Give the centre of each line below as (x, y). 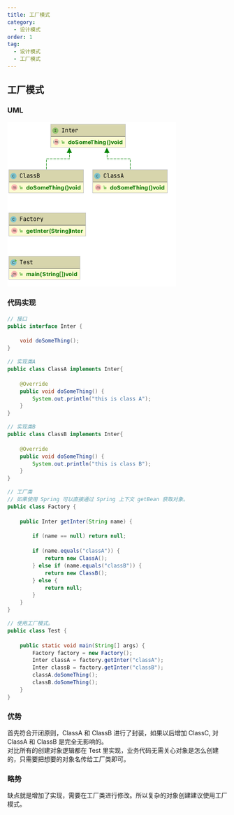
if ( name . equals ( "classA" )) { (76, 551)
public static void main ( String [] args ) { (82, 645)
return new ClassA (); (76, 558)
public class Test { (37, 630)
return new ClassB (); (76, 573)
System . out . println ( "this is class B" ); (92, 464)
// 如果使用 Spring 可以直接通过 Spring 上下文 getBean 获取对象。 (98, 500)
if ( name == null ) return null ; (80, 536)
